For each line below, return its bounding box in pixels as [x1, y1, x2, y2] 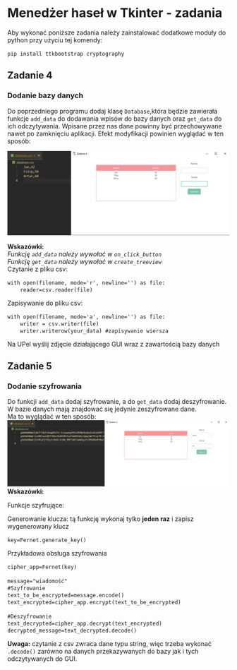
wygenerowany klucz [7, 522, 69, 531]
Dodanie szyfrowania [7, 381, 83, 391]
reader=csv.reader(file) [20, 286, 93, 294]
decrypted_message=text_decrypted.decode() [7, 627, 138, 635]
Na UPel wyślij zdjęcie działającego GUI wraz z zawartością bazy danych [7, 340, 220, 348]
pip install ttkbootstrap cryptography [7, 50, 125, 57]
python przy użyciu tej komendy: [7, 35, 103, 44]
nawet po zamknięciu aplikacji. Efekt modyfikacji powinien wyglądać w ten [7, 129, 224, 138]
